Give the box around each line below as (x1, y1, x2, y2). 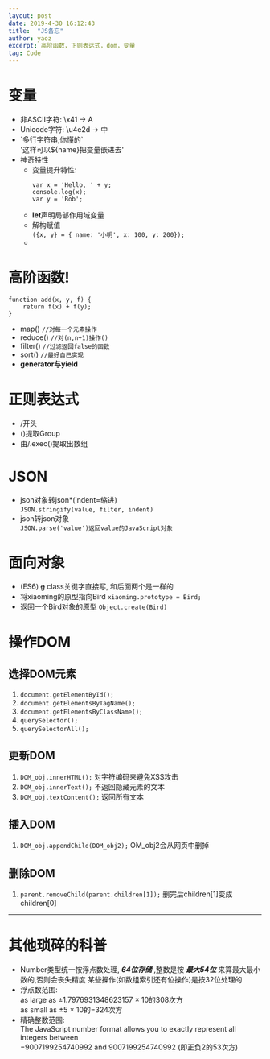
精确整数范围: (19, 1016, 65, 1025)
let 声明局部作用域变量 (31, 210, 104, 220)
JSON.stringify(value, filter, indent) (19, 505, 154, 514)
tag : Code (8, 49, 42, 57)
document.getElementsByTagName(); (19, 699, 136, 707)
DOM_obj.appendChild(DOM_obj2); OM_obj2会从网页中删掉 (19, 841, 210, 850)
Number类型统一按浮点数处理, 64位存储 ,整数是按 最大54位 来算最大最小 (19, 965, 261, 974)
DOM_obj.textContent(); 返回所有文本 (19, 792, 145, 801)
